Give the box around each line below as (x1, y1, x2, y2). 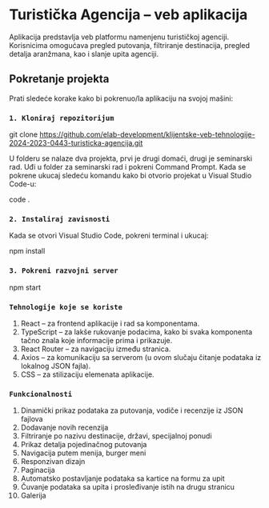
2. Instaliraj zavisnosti (9, 214, 110, 223)
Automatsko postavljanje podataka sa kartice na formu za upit (20, 474, 225, 483)
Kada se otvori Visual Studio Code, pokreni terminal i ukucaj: (9, 230, 209, 241)
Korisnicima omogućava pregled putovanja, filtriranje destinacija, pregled (9, 40, 251, 50)
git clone (9, 130, 38, 139)
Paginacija (20, 466, 55, 475)
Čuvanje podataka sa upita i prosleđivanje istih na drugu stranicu (20, 482, 235, 492)
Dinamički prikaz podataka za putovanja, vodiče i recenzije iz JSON (20, 406, 243, 415)
